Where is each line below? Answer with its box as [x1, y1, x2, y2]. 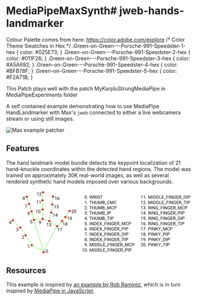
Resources [6, 265, 46, 275]
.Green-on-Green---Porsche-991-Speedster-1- [72, 42, 186, 49]
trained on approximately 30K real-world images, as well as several [6, 172, 169, 179]
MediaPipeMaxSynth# [6, 4, 118, 18]
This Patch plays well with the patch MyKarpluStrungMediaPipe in [6, 85, 166, 92]
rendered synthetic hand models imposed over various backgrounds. [6, 178, 173, 185]
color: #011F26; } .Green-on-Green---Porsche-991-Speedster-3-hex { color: [6, 55, 191, 62]
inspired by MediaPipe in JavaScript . [6, 287, 95, 295]
